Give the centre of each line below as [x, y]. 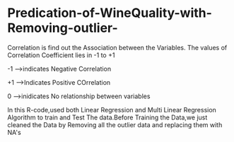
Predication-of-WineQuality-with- [110, 13]
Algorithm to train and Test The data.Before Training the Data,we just [107, 117]
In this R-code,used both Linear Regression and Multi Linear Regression [112, 110]
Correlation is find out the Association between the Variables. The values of [117, 47]
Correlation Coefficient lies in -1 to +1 [61, 55]
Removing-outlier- [63, 28]
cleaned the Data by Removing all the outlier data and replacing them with [115, 124]
